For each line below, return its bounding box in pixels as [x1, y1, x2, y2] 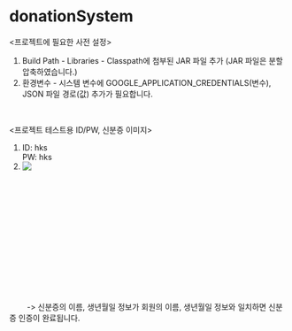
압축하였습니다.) [21, 66, 78, 77]
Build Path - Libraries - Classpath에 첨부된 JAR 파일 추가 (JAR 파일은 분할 [21, 55, 283, 65]
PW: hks [21, 151, 53, 162]
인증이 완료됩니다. [18, 312, 81, 323]
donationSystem [9, 6, 134, 27]
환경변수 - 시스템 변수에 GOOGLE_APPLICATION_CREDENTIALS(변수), [21, 77, 272, 88]
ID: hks [21, 142, 48, 152]
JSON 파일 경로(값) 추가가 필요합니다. [21, 89, 153, 99]
